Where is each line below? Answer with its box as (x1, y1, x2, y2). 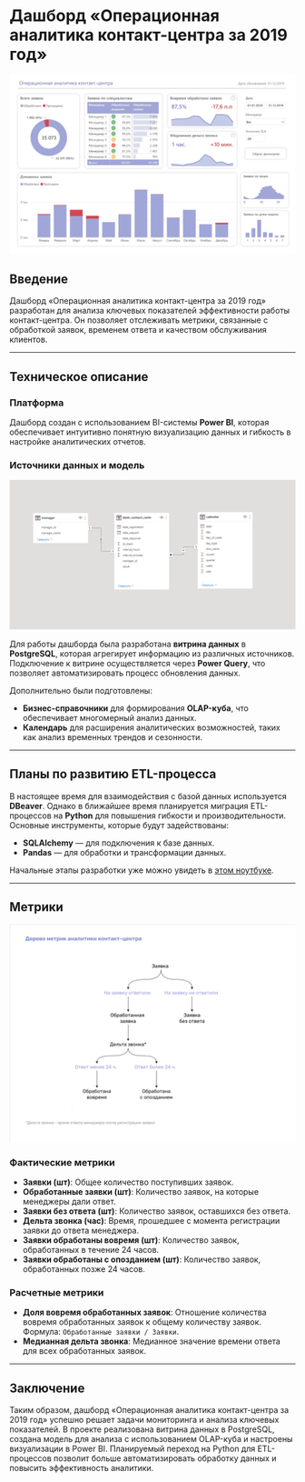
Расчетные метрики (9, 1286, 104, 1298)
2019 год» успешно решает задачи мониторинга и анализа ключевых (9, 1415, 280, 1426)
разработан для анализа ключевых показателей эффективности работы (9, 305, 290, 316)
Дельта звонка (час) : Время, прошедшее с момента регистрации (22, 1215, 280, 1226)
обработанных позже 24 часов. (22, 1263, 145, 1274)
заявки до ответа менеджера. (22, 1225, 140, 1236)
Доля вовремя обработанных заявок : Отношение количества (22, 1307, 267, 1318)
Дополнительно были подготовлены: (9, 686, 152, 696)
